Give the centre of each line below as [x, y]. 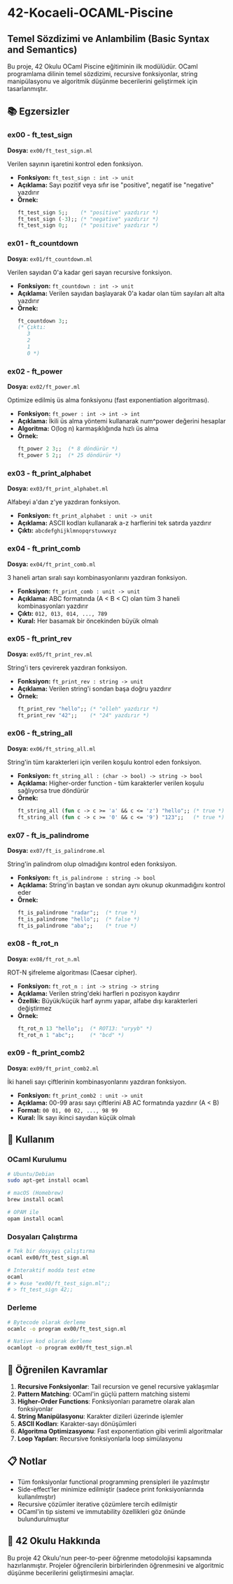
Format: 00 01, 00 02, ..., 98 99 [68, 1110]
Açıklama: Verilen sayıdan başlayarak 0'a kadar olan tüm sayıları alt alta [121, 293]
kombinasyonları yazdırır [53, 606]
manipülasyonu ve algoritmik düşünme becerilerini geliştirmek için [103, 81]
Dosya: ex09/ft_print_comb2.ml [53, 1068]
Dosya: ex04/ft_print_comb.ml [51, 564]
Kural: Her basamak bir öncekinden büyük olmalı [88, 621]
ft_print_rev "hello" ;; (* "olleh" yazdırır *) [88, 709]
